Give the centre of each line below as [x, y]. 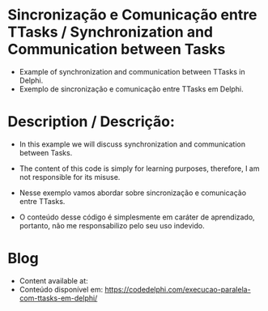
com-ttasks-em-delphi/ [58, 298]
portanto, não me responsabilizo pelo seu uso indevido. [112, 225]
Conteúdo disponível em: [61, 289]
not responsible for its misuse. [70, 177]
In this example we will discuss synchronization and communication [132, 144]
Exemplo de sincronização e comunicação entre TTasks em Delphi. [131, 89]
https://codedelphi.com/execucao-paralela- [178, 289]
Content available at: [53, 280]
